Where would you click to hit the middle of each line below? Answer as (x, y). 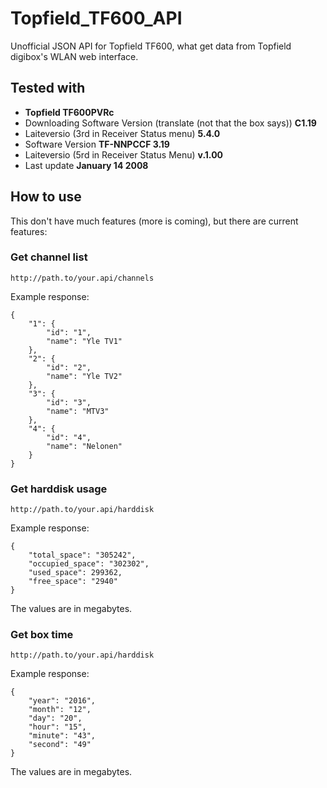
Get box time (42, 635)
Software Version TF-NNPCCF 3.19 (97, 144)
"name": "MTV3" (78, 411)
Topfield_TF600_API (96, 18)
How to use (46, 197)
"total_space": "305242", (82, 555)
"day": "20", (55, 718)
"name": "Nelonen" (84, 446)
